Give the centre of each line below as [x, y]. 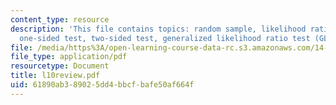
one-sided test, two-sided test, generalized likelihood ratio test [165, 38]
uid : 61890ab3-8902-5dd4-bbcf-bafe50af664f [102, 85]
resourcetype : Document [60, 66]
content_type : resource [60, 19]
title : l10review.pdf [55, 76]
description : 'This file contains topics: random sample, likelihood [158, 29]
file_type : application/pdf [69, 57]
